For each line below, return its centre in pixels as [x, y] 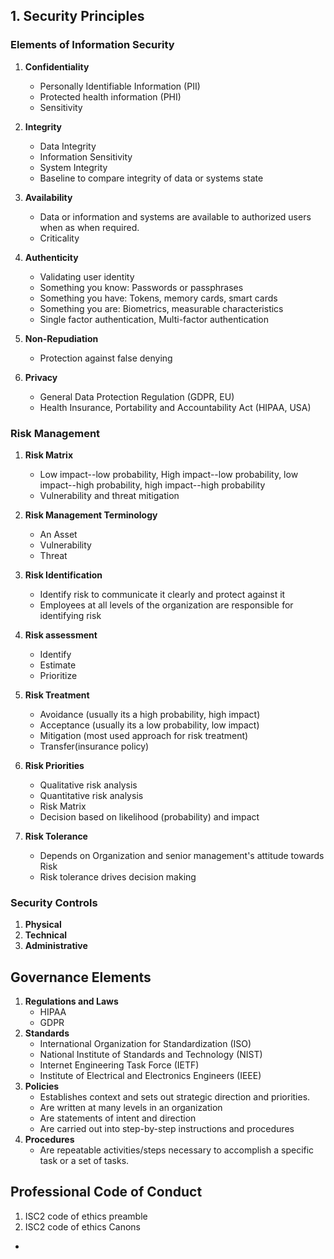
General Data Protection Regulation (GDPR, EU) [137, 396]
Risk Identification [63, 575]
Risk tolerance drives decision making [118, 876]
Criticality [59, 238]
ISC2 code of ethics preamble [86, 1216]
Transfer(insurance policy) [94, 746]
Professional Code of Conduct [106, 1192]
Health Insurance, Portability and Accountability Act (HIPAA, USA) [175, 407]
